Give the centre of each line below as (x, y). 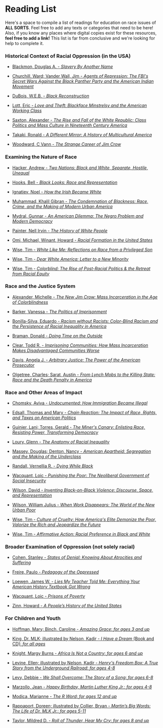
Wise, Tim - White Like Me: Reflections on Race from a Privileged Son (82, 249)
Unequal (21, 173)
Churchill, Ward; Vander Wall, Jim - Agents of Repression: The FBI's (80, 76)
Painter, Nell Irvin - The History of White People (60, 230)
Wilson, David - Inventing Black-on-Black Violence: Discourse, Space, (83, 490)
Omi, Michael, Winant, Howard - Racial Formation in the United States (82, 240)
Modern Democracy (32, 221)
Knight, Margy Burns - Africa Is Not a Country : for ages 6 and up (77, 653)
